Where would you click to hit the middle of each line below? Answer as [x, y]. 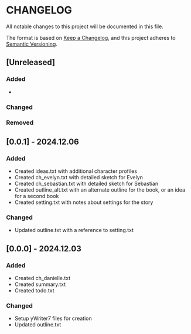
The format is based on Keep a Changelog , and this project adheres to [91, 38]
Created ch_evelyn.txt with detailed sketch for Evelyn [79, 178]
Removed [20, 122]
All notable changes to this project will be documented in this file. [85, 26]
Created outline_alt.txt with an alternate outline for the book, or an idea [100, 190]
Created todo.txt [34, 291]
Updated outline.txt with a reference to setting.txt [74, 230]
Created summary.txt [40, 284]
